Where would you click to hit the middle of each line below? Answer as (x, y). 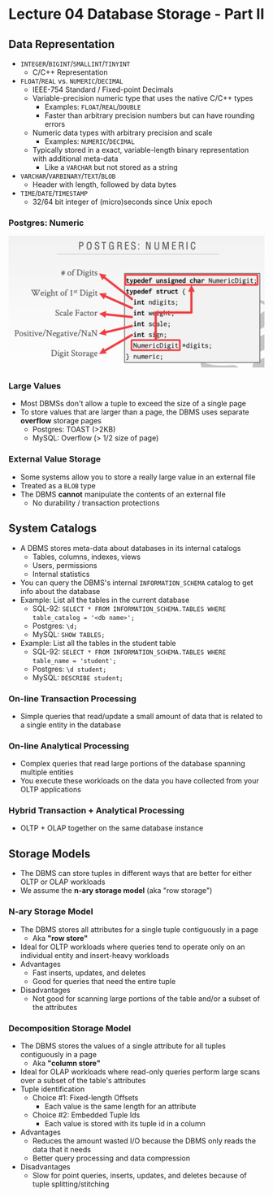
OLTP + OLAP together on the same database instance (112, 828)
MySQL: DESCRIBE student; (78, 677)
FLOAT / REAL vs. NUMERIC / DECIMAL (71, 81)
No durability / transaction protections (96, 503)
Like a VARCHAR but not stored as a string (111, 167)
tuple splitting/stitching (71, 1184)
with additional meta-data (75, 158)
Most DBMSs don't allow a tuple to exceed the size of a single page (133, 404)
